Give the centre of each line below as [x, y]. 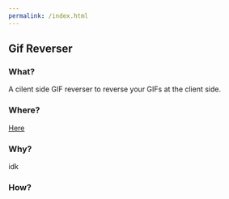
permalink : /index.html [49, 16]
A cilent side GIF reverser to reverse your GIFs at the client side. [115, 89]
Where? [24, 110]
